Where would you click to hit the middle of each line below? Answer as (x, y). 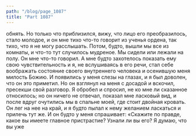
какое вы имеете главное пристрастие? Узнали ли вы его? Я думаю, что (97, 120)
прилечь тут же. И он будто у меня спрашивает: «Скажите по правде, (94, 114)
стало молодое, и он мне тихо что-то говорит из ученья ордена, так (92, 40)
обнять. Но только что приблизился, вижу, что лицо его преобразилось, (97, 33)
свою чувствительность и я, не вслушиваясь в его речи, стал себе (90, 64)
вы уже (15, 127)
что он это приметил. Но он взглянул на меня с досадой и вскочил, (90, 83)
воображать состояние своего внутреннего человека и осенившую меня (98, 71)
